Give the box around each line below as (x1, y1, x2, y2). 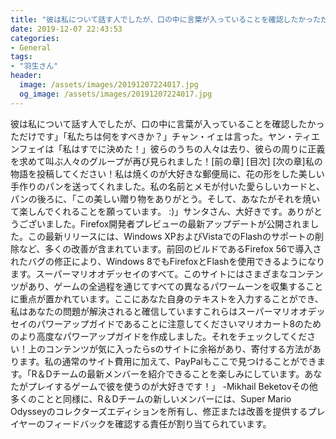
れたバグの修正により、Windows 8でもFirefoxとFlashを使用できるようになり (10, 255, 326, 267)
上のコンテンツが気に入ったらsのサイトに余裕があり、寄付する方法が (27, 342, 313, 355)
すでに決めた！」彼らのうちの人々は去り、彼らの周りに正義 (79, 142, 326, 155)
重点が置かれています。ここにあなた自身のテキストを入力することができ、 (18, 292, 324, 305)
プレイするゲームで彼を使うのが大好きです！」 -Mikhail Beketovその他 (27, 380, 318, 392)
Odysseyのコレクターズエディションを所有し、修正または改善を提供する (10, 405, 308, 417)
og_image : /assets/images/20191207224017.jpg (19, 89, 213, 99)
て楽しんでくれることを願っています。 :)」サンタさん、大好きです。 (10, 205, 288, 217)
